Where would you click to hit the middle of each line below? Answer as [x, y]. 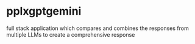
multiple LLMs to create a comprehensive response [71, 34]
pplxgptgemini [44, 11]
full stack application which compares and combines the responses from [97, 28]
